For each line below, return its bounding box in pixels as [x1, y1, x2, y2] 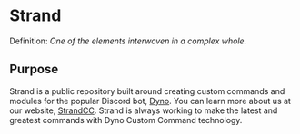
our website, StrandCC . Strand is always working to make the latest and [9, 105, 278, 116]
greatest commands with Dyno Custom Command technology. [9, 114, 243, 125]
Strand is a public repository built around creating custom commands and [9, 85, 285, 96]
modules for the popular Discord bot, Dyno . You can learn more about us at [9, 95, 291, 106]
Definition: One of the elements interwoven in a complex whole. [9, 35, 247, 46]
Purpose [9, 62, 59, 77]
